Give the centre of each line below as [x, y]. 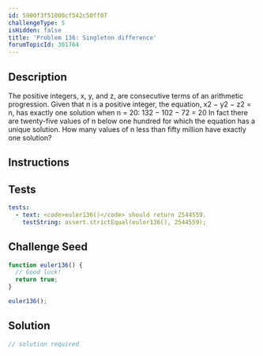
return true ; [37, 280]
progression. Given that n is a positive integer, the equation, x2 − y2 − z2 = [130, 104]
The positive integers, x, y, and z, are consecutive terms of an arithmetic [126, 96]
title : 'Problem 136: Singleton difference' [83, 37]
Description [38, 77]
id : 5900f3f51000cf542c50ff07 [58, 15]
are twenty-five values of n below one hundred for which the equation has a [131, 121]
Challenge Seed [48, 247]
